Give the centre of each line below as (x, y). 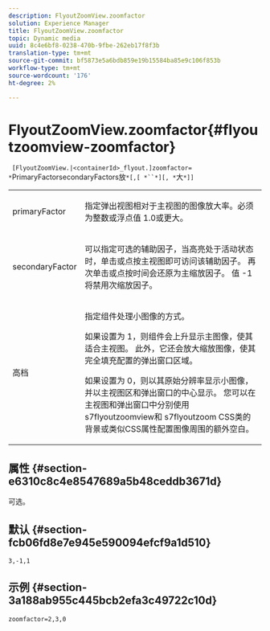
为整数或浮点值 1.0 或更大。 (136, 218)
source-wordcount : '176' (50, 76)
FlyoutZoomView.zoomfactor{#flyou (133, 130)
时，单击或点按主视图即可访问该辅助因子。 (165, 261)
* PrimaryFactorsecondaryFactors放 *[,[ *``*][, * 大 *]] (101, 177)
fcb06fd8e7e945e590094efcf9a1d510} (110, 542)
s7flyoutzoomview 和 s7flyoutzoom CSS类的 (168, 417)
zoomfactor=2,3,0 (37, 619)
